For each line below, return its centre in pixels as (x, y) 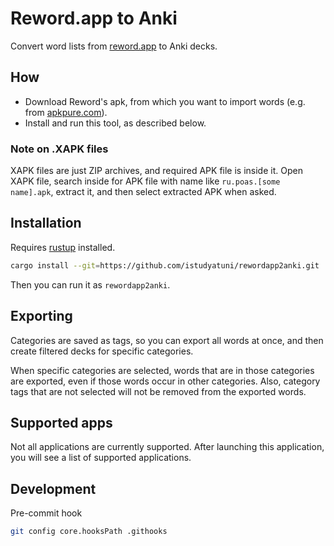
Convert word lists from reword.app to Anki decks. (114, 46)
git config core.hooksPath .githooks (89, 532)
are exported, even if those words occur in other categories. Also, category (165, 381)
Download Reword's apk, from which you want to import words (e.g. (165, 101)
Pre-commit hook (46, 513)
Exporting (41, 316)
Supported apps (61, 422)
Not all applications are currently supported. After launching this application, (167, 447)
